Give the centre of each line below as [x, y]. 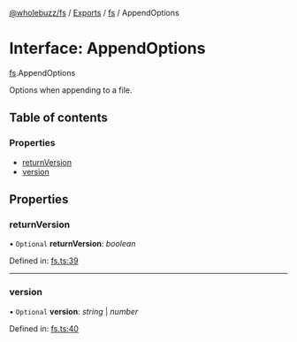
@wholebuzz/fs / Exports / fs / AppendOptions [94, 13]
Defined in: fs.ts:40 [44, 328]
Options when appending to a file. [71, 90]
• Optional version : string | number [74, 311]
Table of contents [58, 118]
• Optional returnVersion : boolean [72, 244]
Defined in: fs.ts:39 [44, 261]
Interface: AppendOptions [107, 49]
